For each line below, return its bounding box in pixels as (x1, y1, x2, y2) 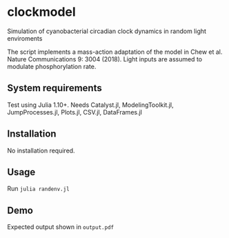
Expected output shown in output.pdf (7, 223, 114, 231)
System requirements (7, 82, 102, 94)
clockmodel (7, 4, 76, 20)
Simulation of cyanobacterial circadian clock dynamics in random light (7, 27, 207, 35)
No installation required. (7, 146, 75, 155)
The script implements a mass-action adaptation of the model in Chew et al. (7, 48, 223, 56)
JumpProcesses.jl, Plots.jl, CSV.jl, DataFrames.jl (7, 108, 143, 116)
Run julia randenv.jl (7, 184, 70, 193)
